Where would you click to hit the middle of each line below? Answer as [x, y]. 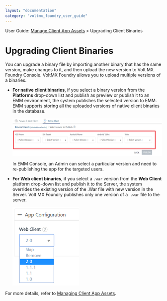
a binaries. [16, 80]
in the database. [29, 111]
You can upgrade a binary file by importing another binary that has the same [83, 64]
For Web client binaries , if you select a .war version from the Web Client [87, 178]
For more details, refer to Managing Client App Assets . [61, 293]
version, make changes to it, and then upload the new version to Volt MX [80, 70]
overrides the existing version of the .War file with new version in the [83, 189]
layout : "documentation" [31, 10]
